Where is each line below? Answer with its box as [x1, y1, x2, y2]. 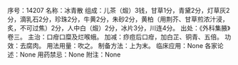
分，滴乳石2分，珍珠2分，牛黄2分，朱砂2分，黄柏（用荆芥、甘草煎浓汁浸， [7, 15, 229, 23]
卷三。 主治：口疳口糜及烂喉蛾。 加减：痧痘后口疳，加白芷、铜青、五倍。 [7, 32, 223, 41]
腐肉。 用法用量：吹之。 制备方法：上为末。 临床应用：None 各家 [26, 42, 218, 49]
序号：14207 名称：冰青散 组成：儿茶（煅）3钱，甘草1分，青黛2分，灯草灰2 [7, 6, 230, 14]
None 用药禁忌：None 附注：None [19, 50, 121, 59]
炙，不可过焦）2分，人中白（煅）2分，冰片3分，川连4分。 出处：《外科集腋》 [7, 24, 231, 32]
